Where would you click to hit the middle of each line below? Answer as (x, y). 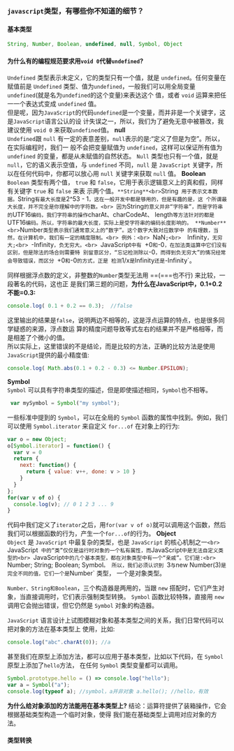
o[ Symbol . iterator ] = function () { (59, 446)
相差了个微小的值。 (41, 338)
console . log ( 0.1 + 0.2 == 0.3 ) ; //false (70, 306)
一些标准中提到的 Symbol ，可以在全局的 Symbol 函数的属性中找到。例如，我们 (117, 417)
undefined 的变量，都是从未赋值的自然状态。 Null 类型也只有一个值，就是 (113, 156)
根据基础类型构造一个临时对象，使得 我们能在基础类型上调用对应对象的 (109, 714)
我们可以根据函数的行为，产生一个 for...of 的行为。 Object (92, 534)
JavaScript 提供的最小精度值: (48, 355)
